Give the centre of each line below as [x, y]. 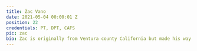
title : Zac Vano [26, 11]
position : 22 [22, 22]
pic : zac [17, 33]
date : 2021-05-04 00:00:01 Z [42, 17]
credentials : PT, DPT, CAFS [41, 28]
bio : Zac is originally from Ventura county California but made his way [99, 39]
